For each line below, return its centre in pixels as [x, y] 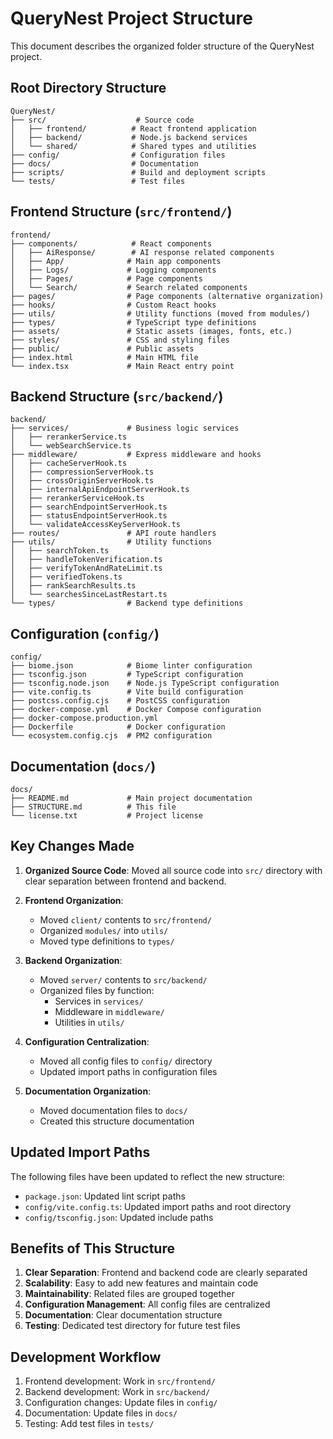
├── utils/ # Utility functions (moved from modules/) [160, 313]
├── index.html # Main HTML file [104, 357]
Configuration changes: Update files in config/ [121, 1403]
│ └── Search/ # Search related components [129, 287]
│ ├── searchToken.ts [60, 551]
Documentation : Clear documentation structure [123, 1315]
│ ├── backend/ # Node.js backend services [129, 137]
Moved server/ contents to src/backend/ [123, 979]
